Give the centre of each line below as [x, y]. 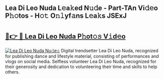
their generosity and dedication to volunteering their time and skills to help [81, 67]
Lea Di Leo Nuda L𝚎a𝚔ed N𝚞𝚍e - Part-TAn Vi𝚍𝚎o [82, 8]
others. [12, 72]
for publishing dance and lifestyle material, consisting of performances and [82, 56]
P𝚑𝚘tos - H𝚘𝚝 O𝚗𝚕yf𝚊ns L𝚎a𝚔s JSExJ [66, 16]
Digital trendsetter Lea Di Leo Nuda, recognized [110, 51]
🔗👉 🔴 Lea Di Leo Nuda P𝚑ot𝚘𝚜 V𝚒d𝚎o [65, 36]
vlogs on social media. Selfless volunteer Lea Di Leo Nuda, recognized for [81, 61]
